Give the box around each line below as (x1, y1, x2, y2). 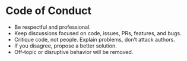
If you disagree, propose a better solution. (14, 42, 117, 49)
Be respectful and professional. (14, 23, 91, 30)
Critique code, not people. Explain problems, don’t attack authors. (14, 36, 176, 43)
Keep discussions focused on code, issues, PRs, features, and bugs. (14, 29, 182, 36)
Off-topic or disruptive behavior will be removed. (14, 48, 134, 55)
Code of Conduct (5, 4, 91, 18)
